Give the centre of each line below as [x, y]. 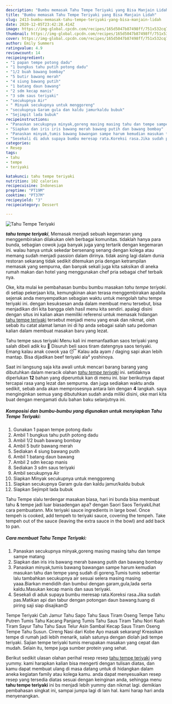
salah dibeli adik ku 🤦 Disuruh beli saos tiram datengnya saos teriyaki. [79, 346]
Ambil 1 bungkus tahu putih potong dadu [56, 435]
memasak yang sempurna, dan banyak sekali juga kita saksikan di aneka [82, 266]
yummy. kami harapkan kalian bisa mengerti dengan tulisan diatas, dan [80, 663]
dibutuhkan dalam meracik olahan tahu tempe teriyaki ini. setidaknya [78, 372]
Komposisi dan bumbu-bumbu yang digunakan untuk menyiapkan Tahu [84, 411]
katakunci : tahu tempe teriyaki [40, 176]
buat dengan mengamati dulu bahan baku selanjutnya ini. [66, 399]
